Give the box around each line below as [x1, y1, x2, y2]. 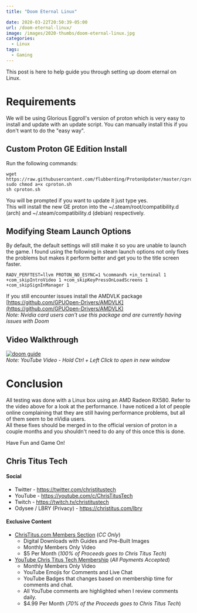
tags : [6, 46, 19, 53]
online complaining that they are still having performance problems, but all [6, 409, 186, 417]
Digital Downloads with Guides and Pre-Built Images [23, 537, 150, 544]
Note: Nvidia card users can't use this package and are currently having [6, 311, 182, 318]
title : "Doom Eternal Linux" [6, 8, 77, 15]
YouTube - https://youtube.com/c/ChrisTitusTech [14, 492, 133, 499]
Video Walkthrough [6, 335, 79, 345]
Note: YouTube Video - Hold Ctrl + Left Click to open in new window [6, 357, 171, 364]
